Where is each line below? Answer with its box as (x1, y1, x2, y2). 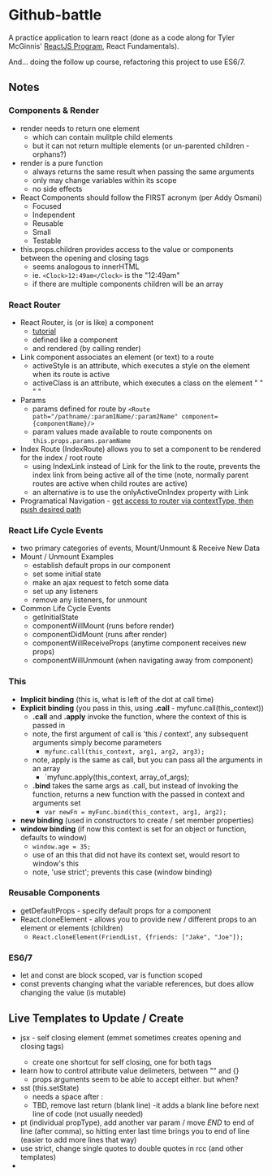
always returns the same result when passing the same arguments (32, 167, 255, 176)
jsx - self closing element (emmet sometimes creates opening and (19, 1032, 242, 1042)
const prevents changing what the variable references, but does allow (19, 979, 254, 989)
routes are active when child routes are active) (32, 478, 188, 488)
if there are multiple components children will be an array (32, 279, 224, 289)
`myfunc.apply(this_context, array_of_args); (44, 772, 190, 782)
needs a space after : (32, 1091, 104, 1101)
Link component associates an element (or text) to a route (19, 352, 214, 362)
